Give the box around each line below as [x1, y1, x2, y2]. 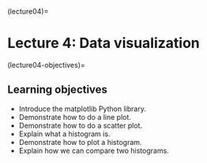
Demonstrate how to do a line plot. [18, 112, 132, 121]
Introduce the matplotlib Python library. [18, 104, 147, 113]
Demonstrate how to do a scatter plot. [18, 120, 143, 130]
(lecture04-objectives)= [7, 60, 86, 69]
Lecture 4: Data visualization [7, 35, 201, 52]
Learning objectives [7, 83, 108, 97]
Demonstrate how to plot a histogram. [18, 137, 142, 146]
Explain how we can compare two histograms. [18, 146, 169, 155]
